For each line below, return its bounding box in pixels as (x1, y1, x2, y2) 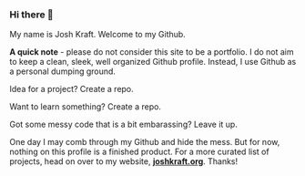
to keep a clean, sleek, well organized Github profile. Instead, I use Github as (9, 57, 297, 67)
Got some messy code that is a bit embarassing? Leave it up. (9, 119, 239, 130)
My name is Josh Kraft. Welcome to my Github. (9, 29, 187, 40)
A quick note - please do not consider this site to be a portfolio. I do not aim (9, 47, 294, 57)
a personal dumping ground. (9, 66, 117, 77)
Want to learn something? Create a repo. (9, 101, 162, 112)
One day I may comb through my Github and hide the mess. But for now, (9, 137, 280, 148)
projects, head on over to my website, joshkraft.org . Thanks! (9, 156, 239, 167)
